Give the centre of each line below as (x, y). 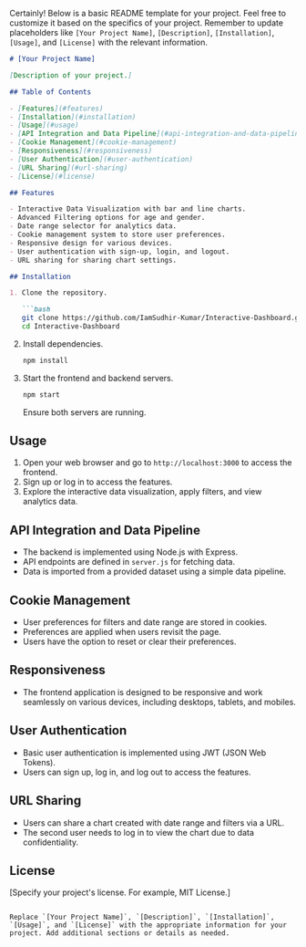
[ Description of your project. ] (71, 75)
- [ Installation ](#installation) (73, 117)
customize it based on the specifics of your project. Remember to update (147, 23)
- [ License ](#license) (52, 176)
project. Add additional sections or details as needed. (120, 933)
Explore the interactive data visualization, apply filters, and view (142, 492)
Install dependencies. (63, 343)
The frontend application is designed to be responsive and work (143, 692)
